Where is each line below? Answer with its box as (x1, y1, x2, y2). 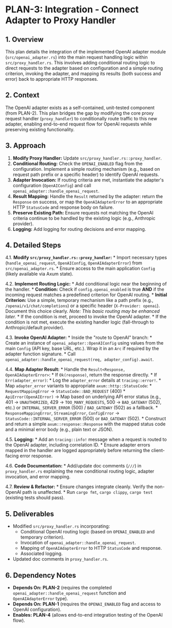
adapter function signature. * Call (5, 351, 76, 357)
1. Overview (5, 35, 44, 44)
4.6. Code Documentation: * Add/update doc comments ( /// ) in (5, 463, 142, 469)
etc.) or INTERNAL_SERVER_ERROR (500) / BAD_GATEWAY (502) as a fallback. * (5, 405, 158, 411)
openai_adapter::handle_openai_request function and (12, 590, 126, 596)
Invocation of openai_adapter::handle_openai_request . (20, 540, 136, 546)
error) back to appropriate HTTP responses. (5, 76, 99, 82)
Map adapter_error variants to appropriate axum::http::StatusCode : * (5, 383, 152, 389)
